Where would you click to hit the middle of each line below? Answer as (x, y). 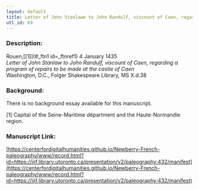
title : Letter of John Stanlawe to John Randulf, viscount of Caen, (92, 17)
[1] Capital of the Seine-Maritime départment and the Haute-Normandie (93, 115)
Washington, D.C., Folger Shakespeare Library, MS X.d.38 (76, 75)
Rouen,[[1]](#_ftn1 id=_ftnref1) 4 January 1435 (62, 56)
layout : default (26, 12)
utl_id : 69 (20, 22)
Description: (24, 43)
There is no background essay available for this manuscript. (79, 103)
